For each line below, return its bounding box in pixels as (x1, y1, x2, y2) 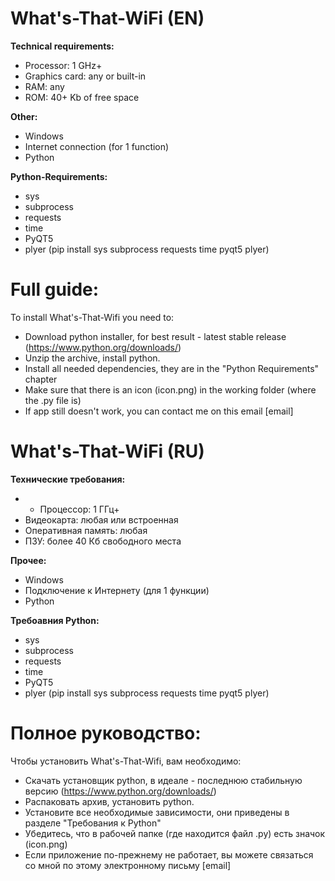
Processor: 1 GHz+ (24, 59, 103, 71)
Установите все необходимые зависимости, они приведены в (24, 806, 290, 818)
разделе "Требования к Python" (24, 817, 162, 829)
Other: (10, 110, 38, 122)
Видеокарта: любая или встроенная (24, 513, 179, 526)
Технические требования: (10, 473, 126, 485)
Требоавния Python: (10, 614, 100, 626)
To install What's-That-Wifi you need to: (10, 311, 175, 323)
